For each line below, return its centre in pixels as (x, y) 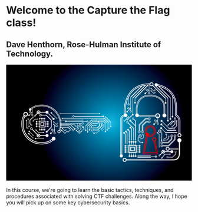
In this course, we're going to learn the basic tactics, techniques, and (90, 190)
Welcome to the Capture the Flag (88, 10)
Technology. (29, 54)
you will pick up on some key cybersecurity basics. (68, 203)
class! (21, 23)
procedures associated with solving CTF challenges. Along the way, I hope (97, 196)
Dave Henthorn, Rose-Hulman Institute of (84, 44)
